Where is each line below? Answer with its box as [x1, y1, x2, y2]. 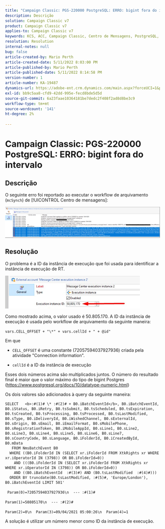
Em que [5, 337, 21, 343]
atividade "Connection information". [12, 352, 85, 358]
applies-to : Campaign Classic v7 [5, 28, 74, 34]
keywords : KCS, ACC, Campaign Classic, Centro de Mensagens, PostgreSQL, [5, 34, 160, 39]
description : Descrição [5, 13, 54, 18]
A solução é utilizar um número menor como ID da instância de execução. [5, 518, 155, 524]
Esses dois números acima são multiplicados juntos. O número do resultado [5, 371, 159, 377]
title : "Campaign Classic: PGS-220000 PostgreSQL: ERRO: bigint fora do [5, 8, 157, 13]
